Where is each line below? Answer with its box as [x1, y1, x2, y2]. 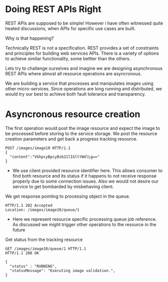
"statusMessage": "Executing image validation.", [10, 268, 115, 273]
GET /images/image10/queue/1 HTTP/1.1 [5, 246, 86, 251]
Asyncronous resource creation [5, 109, 140, 120]
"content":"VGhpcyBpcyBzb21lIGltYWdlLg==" [10, 154, 100, 159]
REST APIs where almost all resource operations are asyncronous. [5, 70, 142, 76]
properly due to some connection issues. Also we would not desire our [12, 178, 159, 184]
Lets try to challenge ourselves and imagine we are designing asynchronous [5, 65, 163, 71]
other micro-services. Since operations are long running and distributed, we [5, 85, 162, 91]
